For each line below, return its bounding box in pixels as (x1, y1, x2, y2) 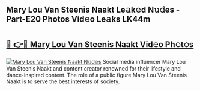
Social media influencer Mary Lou (102, 58, 186, 65)
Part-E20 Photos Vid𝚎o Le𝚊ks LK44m (6, 14, 151, 25)
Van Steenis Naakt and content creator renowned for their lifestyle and (6, 65, 181, 72)
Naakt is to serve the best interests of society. (6, 78, 120, 85)
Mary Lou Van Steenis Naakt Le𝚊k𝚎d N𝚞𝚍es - (6, 5, 180, 15)
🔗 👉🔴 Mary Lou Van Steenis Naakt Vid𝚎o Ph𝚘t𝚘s (6, 39, 194, 49)
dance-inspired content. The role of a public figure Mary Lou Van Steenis (6, 72, 187, 78)
